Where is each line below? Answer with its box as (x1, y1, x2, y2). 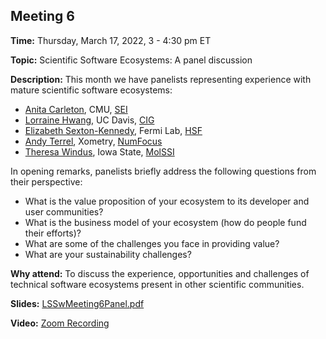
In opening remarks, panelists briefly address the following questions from (10, 165, 317, 177)
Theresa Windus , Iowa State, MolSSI (24, 145, 175, 158)
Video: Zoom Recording (10, 317, 110, 329)
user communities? (24, 205, 104, 218)
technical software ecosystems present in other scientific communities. (10, 278, 305, 290)
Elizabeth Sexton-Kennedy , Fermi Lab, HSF (24, 124, 203, 136)
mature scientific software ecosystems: (10, 84, 173, 96)
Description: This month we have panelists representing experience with (10, 73, 312, 85)
